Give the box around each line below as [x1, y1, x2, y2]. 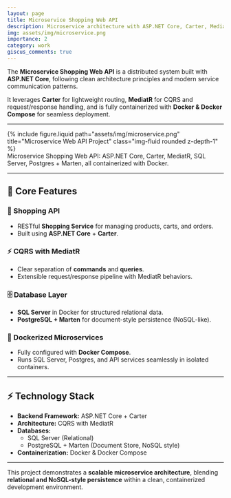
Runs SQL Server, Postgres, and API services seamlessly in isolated [16, 355, 209, 364]
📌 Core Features [7, 185, 78, 197]
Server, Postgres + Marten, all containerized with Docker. [7, 159, 169, 167]
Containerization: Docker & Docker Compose [16, 448, 147, 457]
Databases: [16, 426, 52, 435]
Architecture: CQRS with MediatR [16, 419, 113, 428]
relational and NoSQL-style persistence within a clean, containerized [7, 476, 206, 484]
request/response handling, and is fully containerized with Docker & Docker [7, 103, 222, 111]
